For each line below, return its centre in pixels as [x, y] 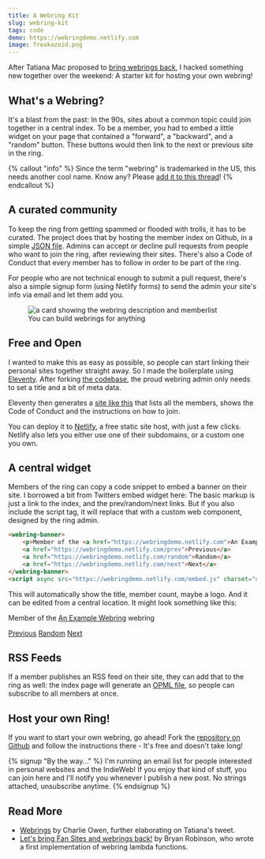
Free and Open [45, 343]
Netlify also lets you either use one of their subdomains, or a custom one [126, 434]
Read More [35, 811]
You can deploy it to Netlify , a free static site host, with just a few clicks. [125, 426]
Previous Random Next [45, 633]
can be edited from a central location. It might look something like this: [123, 602]
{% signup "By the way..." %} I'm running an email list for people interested [130, 761]
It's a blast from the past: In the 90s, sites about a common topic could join [130, 119]
